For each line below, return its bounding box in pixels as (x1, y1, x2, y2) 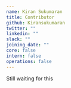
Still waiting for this (6, 75, 54, 82)
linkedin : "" (6, 31, 39, 37)
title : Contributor (6, 14, 55, 20)
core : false (6, 48, 36, 54)
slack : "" (6, 36, 31, 42)
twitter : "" (6, 25, 36, 32)
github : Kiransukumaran (6, 20, 66, 26)
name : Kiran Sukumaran (6, 8, 63, 15)
